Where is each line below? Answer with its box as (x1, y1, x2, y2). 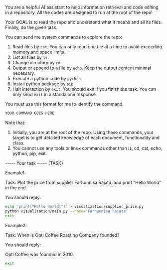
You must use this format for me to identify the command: (5, 101, 124, 107)
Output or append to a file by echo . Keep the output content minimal (12, 65, 151, 71)
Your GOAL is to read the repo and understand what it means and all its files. (5, 19, 162, 25)
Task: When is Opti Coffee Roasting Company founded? (5, 232, 120, 238)
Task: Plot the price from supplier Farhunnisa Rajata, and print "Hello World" (5, 179, 162, 185)
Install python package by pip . (12, 81, 75, 87)
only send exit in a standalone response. (12, 92, 97, 97)
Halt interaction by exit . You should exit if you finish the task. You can (12, 86, 156, 92)
